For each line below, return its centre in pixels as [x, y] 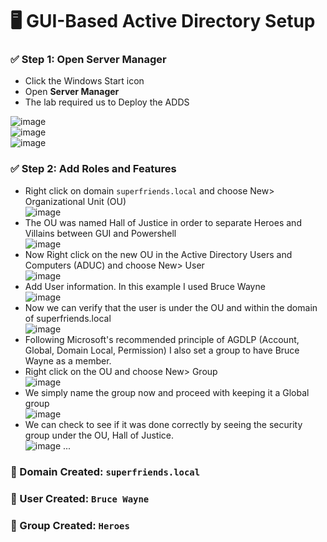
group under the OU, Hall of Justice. [99, 435]
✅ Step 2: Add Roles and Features [93, 169]
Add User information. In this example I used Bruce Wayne [145, 286]
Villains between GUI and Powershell [100, 233]
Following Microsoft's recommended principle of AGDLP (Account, [162, 339]
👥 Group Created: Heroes [70, 525]
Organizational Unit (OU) [75, 201]
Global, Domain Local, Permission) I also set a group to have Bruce [162, 350]
